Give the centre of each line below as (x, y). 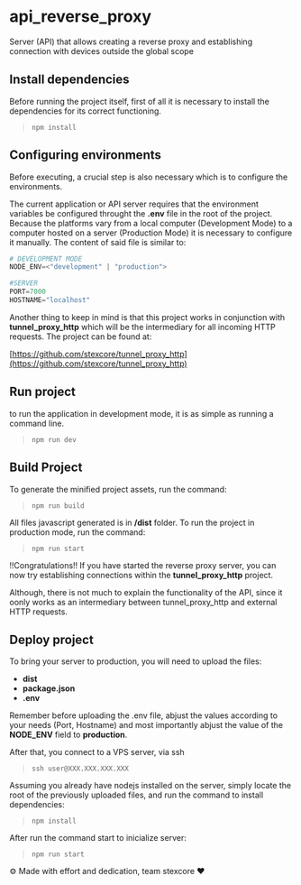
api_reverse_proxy (80, 17)
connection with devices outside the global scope (101, 51)
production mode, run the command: (78, 532)
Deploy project (52, 639)
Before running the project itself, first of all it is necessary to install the (140, 101)
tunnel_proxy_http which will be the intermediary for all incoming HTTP (143, 327)
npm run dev (54, 439)
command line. (37, 423)
